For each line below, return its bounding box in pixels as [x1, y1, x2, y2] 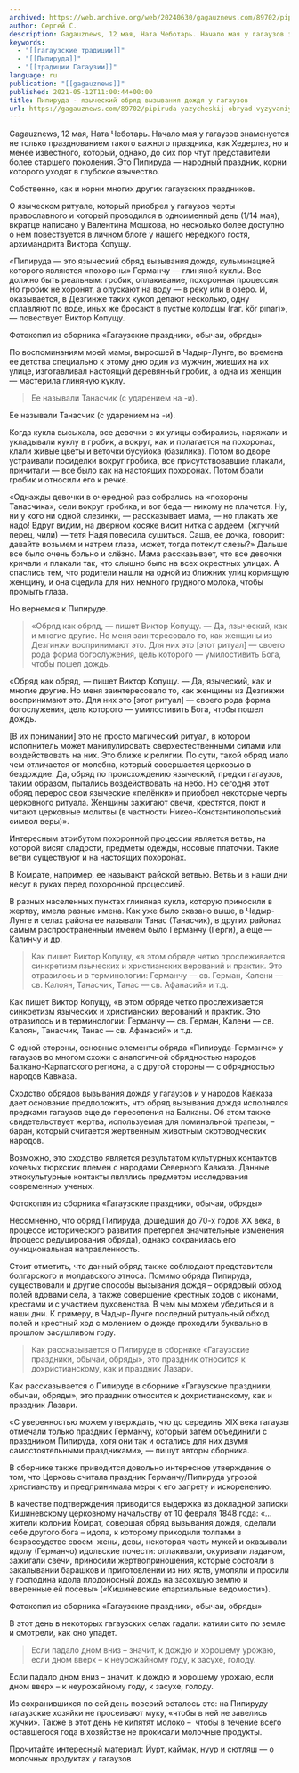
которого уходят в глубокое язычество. [9, 166, 160, 177]
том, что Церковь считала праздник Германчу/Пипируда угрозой [9, 1472, 258, 1483]
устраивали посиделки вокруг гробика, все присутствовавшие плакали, [9, 456, 286, 466]
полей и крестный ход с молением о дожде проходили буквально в [9, 1318, 269, 1329]
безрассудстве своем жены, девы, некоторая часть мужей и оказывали [9, 1536, 287, 1547]
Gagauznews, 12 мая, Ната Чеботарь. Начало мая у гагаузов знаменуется [9, 128, 290, 139]
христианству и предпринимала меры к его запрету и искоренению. [9, 1481, 272, 1492]
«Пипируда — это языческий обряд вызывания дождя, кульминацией [9, 255, 276, 267]
